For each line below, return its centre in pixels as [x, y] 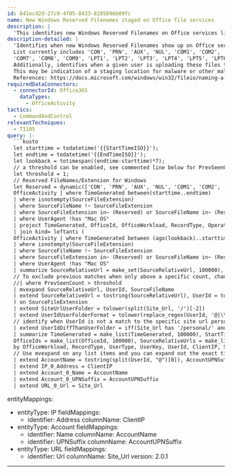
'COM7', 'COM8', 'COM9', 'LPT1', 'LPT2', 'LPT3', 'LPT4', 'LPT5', [111, 59]
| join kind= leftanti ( [49, 232]
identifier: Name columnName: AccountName [92, 434]
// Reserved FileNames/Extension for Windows [80, 180]
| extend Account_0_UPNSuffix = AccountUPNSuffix [86, 379]
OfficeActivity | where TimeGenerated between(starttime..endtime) [113, 193]
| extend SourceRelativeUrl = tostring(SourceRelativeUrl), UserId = [115, 296]
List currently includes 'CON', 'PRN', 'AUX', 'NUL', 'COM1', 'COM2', [117, 52]
